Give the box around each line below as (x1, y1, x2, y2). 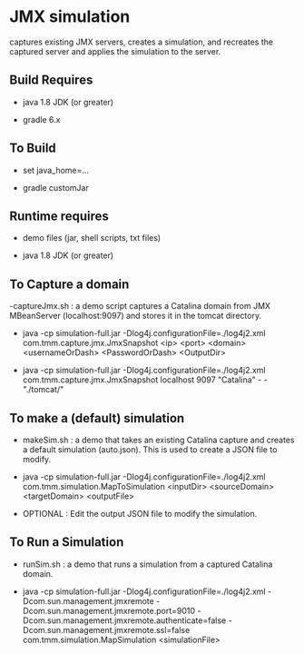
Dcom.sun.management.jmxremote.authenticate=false (22, 615, 227, 626)
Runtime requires (9, 208, 109, 223)
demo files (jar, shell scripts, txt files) (22, 233, 162, 243)
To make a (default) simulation (9, 411, 185, 426)
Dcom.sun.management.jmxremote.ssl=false (22, 624, 191, 635)
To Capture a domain (9, 276, 130, 292)
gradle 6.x (22, 114, 61, 124)
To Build (9, 141, 56, 156)
